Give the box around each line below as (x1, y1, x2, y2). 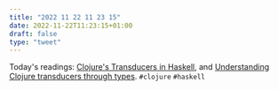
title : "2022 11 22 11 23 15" (9, 12, 122, 22)
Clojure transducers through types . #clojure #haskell (9, 71, 206, 82)
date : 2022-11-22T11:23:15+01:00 (9, 21, 133, 30)
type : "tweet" (9, 37, 62, 47)
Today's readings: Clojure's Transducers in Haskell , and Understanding (9, 62, 270, 72)
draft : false (9, 29, 58, 38)
